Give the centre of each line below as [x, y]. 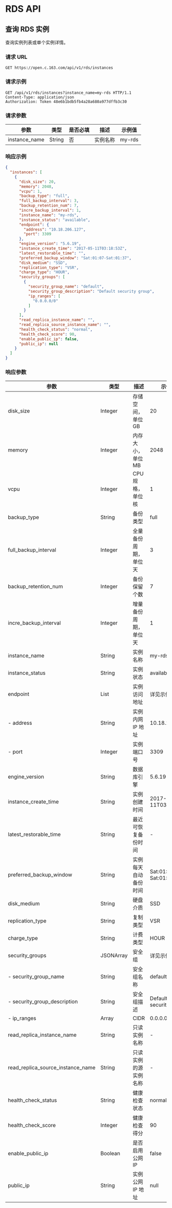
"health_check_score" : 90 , [48, 334]
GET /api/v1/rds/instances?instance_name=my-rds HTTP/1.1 [68, 93]
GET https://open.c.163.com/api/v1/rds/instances [59, 68]
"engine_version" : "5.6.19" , [50, 244]
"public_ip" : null [38, 344]
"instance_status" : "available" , [55, 220]
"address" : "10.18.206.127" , [55, 229]
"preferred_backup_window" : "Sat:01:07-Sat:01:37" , [75, 258]
